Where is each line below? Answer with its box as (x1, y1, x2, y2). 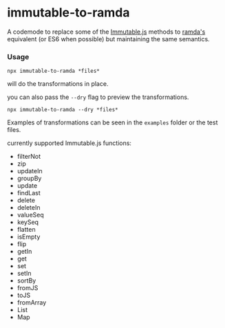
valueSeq (17, 211, 45, 219)
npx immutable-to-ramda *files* (7, 67, 100, 75)
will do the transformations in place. (7, 80, 109, 88)
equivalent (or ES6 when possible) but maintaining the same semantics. (7, 34, 210, 43)
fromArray (17, 298, 47, 307)
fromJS (17, 284, 39, 292)
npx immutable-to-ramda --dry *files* (7, 107, 118, 113)
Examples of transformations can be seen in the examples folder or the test (7, 118, 218, 127)
